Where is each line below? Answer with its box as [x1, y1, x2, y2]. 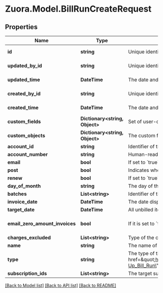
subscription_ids [7, 270, 47, 276]
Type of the [128, 234, 154, 241]
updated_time [7, 76, 40, 83]
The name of [128, 242, 158, 249]
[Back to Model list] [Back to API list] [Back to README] [5, 283, 116, 288]
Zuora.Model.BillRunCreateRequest [5, 3, 152, 15]
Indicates [128, 167, 149, 173]
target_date [7, 207, 35, 213]
